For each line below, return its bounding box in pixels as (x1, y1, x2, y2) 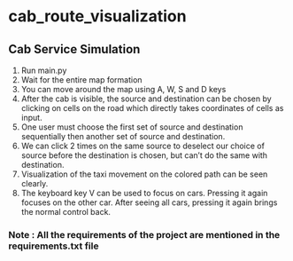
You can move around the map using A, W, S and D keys (20, 84, 227, 94)
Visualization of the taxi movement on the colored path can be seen (20, 169, 268, 179)
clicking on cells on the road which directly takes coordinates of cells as (20, 103, 284, 113)
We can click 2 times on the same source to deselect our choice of (20, 140, 265, 151)
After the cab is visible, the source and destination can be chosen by (20, 93, 272, 104)
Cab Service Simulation (8, 42, 141, 57)
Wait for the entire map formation (20, 75, 143, 85)
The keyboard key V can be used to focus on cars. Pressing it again (20, 188, 268, 198)
